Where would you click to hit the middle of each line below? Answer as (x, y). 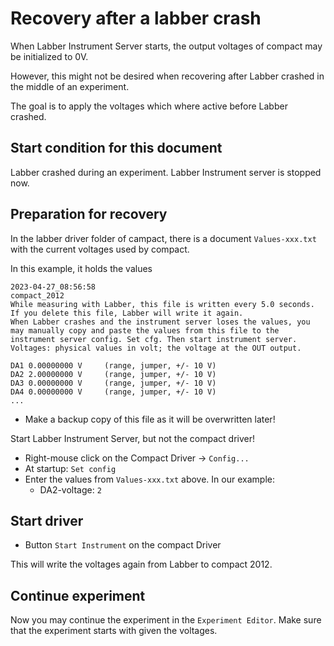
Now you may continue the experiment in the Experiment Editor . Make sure (166, 620)
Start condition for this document (116, 148)
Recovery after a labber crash (136, 18)
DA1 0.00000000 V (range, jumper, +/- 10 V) (113, 365)
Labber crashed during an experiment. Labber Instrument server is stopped (166, 172)
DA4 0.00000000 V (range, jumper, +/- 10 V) (113, 392)
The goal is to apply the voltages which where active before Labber (149, 106)
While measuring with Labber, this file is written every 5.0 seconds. (162, 304)
